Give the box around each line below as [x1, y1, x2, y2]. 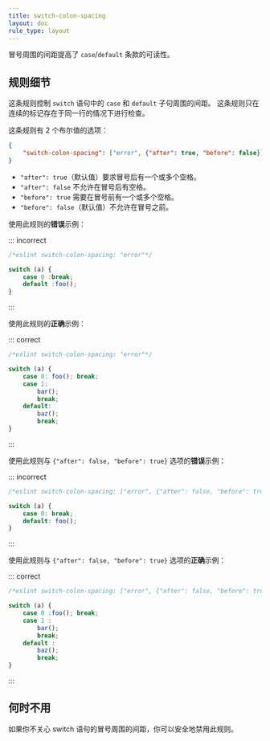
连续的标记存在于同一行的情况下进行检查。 [8, 108, 149, 118]
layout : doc [8, 19, 48, 27]
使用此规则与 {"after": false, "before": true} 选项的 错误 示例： [8, 456, 227, 465]
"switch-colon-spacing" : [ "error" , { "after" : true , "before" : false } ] [22, 149, 264, 158]
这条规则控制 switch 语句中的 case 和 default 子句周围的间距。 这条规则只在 [8, 98, 260, 108]
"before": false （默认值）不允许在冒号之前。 [19, 202, 174, 211]
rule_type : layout [8, 27, 70, 35]
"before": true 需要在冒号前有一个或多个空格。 [19, 192, 178, 202]
